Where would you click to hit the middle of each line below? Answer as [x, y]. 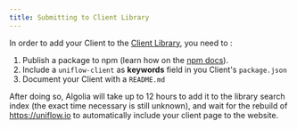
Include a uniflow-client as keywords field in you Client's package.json [154, 69]
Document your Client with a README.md [94, 79]
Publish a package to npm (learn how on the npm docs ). [125, 60]
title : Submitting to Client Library [79, 17]
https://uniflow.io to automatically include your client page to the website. [144, 115]
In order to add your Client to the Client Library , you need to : [121, 43]
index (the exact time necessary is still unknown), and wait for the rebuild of [148, 105]
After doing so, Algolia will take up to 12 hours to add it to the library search [147, 96]
